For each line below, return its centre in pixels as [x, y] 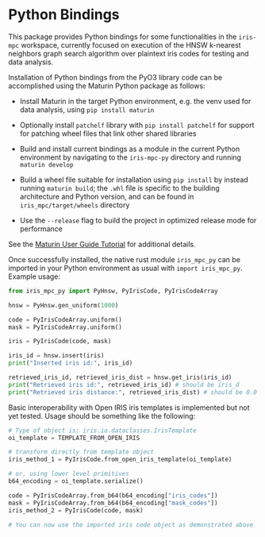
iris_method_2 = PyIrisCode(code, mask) [76, 510]
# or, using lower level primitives [69, 474]
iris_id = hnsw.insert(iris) [56, 356]
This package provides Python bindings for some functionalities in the [123, 37]
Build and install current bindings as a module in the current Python [130, 149]
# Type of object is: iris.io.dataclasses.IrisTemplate [102, 431]
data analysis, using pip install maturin [87, 110]
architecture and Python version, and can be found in [107, 196]
